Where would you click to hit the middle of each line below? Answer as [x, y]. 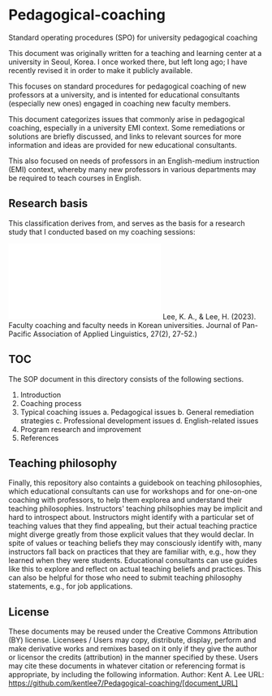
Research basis [48, 203]
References [39, 438]
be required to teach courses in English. [75, 178]
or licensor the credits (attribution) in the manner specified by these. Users [133, 657]
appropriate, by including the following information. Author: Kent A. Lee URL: [136, 675]
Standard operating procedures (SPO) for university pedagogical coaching [133, 37]
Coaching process [51, 403]
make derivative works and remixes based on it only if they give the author [133, 649]
